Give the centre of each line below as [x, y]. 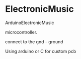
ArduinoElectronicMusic [30, 23]
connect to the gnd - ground [34, 42]
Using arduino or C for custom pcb [40, 51]
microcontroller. [21, 32]
